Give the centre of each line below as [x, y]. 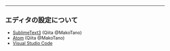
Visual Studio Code [33, 43]
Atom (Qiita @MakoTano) [38, 37]
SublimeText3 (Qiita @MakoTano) [47, 32]
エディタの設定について [41, 20]
